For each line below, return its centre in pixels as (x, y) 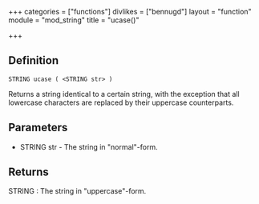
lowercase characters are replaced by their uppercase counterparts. (121, 102)
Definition (33, 60)
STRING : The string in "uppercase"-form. (77, 191)
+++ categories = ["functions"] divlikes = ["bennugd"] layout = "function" (130, 12)
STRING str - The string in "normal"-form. (89, 146)
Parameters (38, 128)
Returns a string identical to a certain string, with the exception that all (124, 94)
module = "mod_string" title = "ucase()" (74, 20)
